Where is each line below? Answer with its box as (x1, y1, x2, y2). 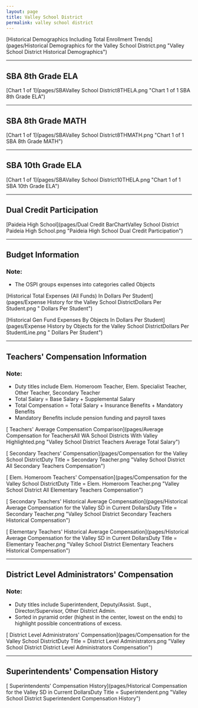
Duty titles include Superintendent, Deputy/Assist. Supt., (14, 601, 151, 608)
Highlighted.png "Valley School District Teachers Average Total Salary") (6, 438, 180, 445)
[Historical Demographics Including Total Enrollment (6, 36, 133, 43)
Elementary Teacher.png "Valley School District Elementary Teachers (6, 541, 174, 548)
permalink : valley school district (6, 20, 94, 25)
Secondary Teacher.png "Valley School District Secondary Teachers (6, 510, 172, 518)
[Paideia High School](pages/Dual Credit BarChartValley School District (6, 221, 179, 228)
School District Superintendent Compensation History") (6, 694, 141, 701)
